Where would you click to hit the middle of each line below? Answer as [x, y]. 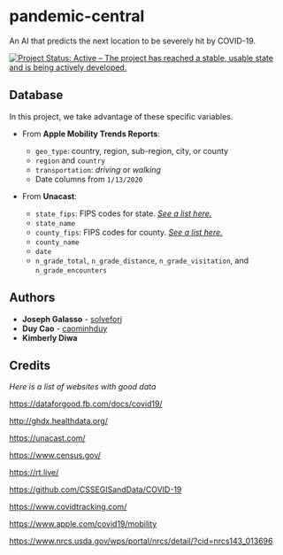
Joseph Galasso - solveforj [72, 319]
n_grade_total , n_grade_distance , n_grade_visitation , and [142, 260]
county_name [57, 242]
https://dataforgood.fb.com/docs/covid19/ [86, 404]
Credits [30, 365]
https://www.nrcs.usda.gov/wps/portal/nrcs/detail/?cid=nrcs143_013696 [141, 541]
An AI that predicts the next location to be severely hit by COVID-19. [133, 41]
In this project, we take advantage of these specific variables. [121, 116]
